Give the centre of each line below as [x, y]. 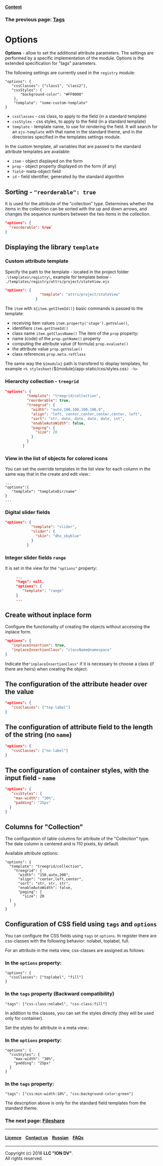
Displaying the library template [52, 247]
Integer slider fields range [36, 557]
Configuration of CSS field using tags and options [81, 924]
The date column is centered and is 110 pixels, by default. [62, 844]
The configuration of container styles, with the [77, 770]
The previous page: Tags [35, 19]
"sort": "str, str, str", [44, 884]
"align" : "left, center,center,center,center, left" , [86, 414]
